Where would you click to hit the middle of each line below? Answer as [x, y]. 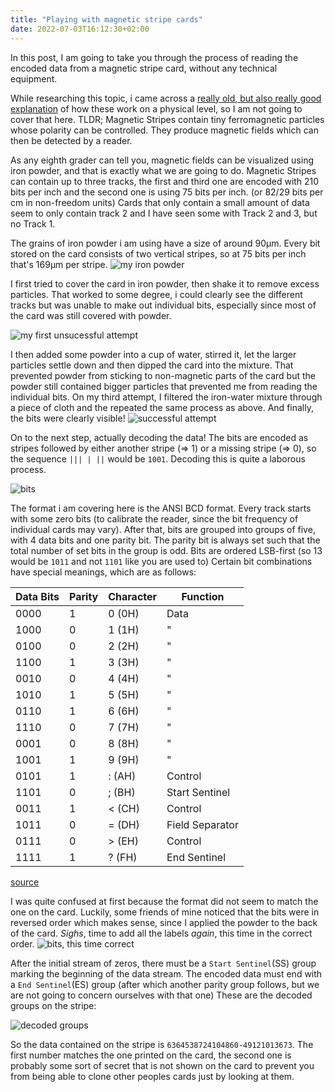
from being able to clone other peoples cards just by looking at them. [152, 1076]
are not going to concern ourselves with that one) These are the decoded [161, 995]
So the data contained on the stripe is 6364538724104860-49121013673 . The [162, 1044]
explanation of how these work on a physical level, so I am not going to [156, 108]
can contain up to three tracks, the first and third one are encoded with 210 [165, 181]
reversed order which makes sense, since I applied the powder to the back [164, 922]
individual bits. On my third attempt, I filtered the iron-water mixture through [166, 397]
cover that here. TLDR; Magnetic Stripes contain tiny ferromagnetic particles [167, 119]
